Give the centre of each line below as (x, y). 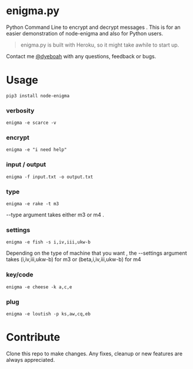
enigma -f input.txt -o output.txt (50, 177)
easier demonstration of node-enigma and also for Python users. (85, 33)
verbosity (20, 110)
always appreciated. (31, 360)
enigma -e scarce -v (31, 123)
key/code (20, 275)
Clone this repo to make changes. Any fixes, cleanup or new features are (94, 353)
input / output (26, 164)
